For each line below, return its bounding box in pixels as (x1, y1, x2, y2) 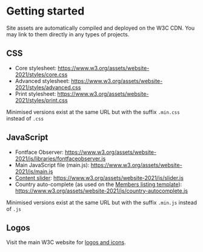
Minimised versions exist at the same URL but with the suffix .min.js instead (6, 199, 197, 206)
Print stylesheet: (15, 90, 56, 98)
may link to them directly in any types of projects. (6, 30, 130, 38)
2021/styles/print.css (15, 96, 68, 104)
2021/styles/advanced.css (15, 84, 81, 91)
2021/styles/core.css (15, 71, 68, 78)
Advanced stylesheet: (15, 77, 70, 84)
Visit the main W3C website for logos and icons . (6, 239, 126, 246)
